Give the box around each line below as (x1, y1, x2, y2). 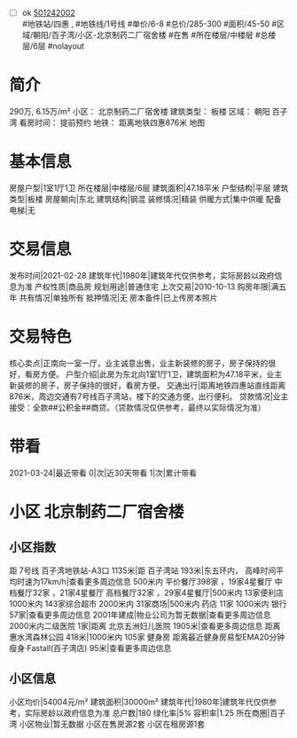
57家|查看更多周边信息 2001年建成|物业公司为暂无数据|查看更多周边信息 (9, 609, 272, 620)
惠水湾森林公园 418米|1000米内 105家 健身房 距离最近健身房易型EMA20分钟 (9, 632, 285, 642)
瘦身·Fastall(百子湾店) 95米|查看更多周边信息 (9, 642, 172, 653)
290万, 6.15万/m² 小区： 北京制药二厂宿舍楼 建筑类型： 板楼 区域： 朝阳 (9, 106, 270, 116)
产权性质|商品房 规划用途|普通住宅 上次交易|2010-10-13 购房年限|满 (34, 281, 279, 292)
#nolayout (47, 41, 84, 51)
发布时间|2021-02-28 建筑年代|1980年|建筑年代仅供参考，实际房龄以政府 (9, 270, 275, 280)
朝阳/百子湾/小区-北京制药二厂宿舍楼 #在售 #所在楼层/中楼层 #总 (32, 30, 269, 41)
